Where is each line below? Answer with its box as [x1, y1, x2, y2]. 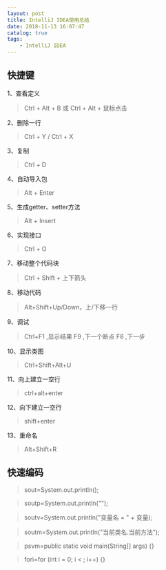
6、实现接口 [7, 231, 41, 239]
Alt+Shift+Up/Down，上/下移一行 [23, 303, 118, 311]
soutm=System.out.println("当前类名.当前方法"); [23, 528, 160, 536]
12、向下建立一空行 [7, 403, 62, 411]
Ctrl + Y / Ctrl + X [23, 132, 74, 140]
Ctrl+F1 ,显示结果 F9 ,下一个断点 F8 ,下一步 [23, 332, 146, 341]
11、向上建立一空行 [7, 374, 61, 383]
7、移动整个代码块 [7, 258, 59, 267]
